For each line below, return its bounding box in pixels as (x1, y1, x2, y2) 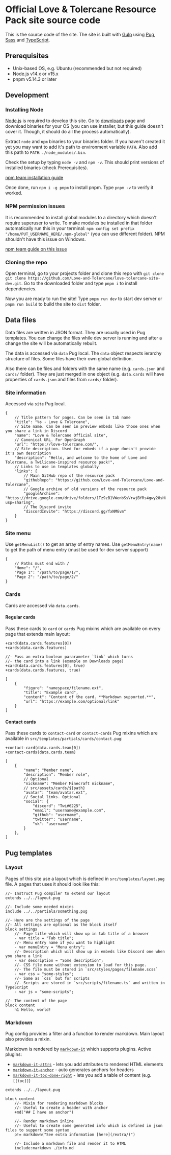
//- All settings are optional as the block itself (5, 922, 117, 927)
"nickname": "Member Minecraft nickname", (23, 781, 115, 787)
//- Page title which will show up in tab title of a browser (14, 931, 149, 936)
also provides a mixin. (5, 1036, 51, 1042)
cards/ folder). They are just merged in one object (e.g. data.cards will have (5, 371, 164, 377)
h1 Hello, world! (14, 1007, 51, 1012)
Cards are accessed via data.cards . (5, 602, 80, 609)
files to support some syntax (5, 1128, 70, 1133)
